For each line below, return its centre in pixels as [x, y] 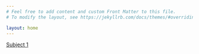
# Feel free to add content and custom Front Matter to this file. [91, 12]
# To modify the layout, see [42, 17]
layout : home [22, 28]
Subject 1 [17, 45]
